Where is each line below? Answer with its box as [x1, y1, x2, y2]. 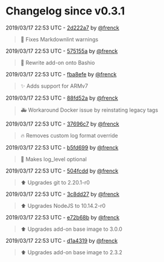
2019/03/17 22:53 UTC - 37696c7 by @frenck [5, 120, 119, 127]
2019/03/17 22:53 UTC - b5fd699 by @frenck [5, 144, 119, 151]
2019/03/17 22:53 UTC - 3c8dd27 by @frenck [5, 190, 120, 198]
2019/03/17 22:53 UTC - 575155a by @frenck [5, 47, 118, 55]
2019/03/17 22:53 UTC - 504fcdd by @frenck [5, 167, 119, 174]
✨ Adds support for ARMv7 [20, 82, 89, 90]
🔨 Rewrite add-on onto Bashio [20, 59, 95, 66]
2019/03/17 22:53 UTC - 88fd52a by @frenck [5, 94, 118, 102]
